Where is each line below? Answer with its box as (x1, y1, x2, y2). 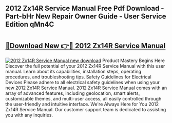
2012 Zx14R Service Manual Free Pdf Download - (5, 4, 164, 13)
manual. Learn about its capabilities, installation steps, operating (5, 69, 142, 74)
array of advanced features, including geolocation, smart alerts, (5, 90, 140, 96)
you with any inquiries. (5, 112, 53, 118)
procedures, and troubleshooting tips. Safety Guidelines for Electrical (5, 74, 151, 80)
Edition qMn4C (5, 20, 54, 29)
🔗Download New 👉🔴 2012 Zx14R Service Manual (5, 41, 166, 50)
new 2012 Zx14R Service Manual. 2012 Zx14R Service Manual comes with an (5, 85, 167, 91)
